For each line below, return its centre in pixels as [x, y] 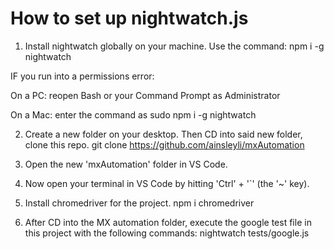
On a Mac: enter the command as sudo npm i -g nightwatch [133, 114]
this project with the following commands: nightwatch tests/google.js [167, 233]
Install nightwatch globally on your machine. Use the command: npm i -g [174, 46]
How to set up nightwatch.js [129, 18]
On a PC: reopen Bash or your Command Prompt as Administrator [145, 95]
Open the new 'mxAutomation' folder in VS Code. [126, 164]
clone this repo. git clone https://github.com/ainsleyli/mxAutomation [164, 144]
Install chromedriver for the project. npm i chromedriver [139, 203]
